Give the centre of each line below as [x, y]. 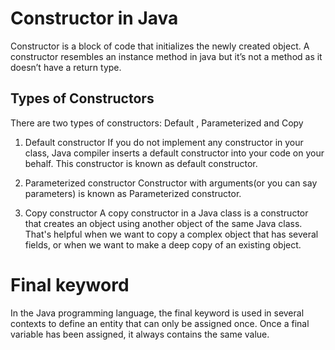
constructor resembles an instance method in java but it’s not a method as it [166, 56]
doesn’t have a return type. [66, 67]
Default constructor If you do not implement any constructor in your [164, 142]
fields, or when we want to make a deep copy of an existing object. [163, 244]
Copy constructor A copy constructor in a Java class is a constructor [166, 213]
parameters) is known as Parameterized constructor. [133, 193]
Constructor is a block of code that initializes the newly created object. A [160, 46]
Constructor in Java [94, 18]
